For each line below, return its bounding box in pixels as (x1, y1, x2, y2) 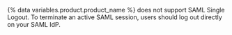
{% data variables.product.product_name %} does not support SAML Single (7, 6, 225, 14)
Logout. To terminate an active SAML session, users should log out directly (7, 13, 223, 21)
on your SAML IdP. (7, 21, 61, 28)
